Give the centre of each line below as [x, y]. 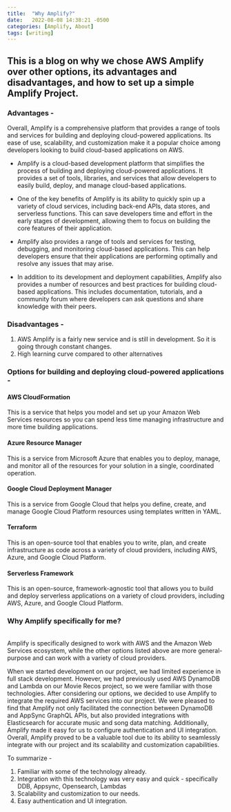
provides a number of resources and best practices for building [107, 284]
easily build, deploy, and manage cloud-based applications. [102, 185]
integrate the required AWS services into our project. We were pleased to [111, 701]
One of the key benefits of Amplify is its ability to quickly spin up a [111, 198]
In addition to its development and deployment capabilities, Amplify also [119, 276]
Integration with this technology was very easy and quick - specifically [118, 779]
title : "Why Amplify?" [41, 13]
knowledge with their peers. [57, 306]
